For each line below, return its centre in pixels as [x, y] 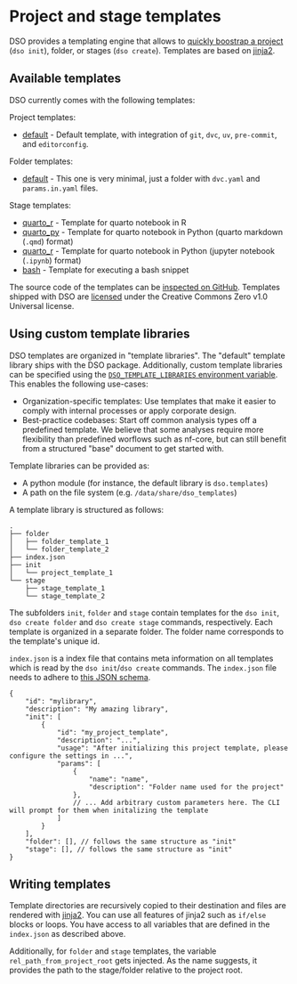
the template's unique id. [55, 641]
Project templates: [43, 117]
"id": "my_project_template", [112, 732]
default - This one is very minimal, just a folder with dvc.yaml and [141, 178]
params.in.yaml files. [60, 188]
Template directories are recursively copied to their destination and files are [148, 906]
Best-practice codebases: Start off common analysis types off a [140, 419]
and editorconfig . [55, 143]
